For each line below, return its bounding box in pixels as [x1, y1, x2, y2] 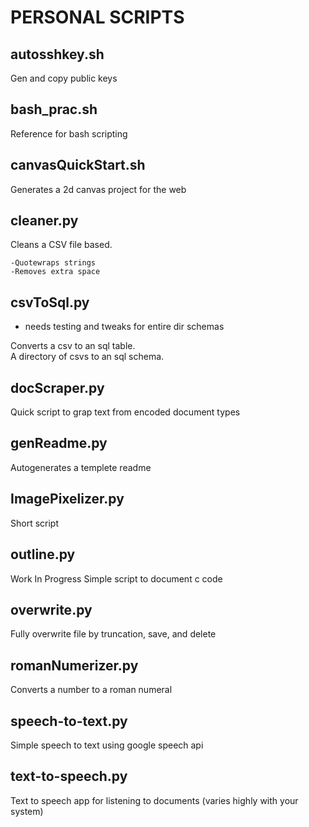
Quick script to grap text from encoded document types [10, 406, 241, 418]
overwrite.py [10, 601, 93, 618]
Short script [10, 517, 59, 529]
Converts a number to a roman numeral [10, 684, 173, 696]
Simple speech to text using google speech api [10, 739, 204, 751]
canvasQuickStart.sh [10, 157, 146, 174]
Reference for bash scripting [10, 127, 128, 140]
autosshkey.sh [10, 46, 105, 63]
